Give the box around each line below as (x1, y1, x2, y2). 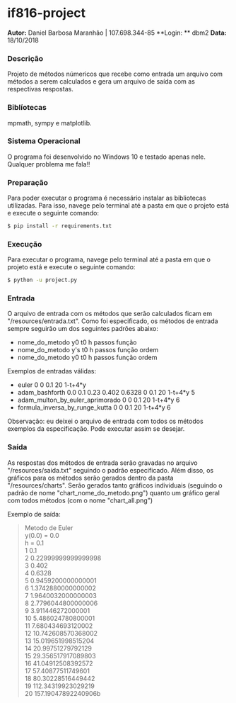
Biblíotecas (7, 103, 47, 113)
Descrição (7, 53, 44, 63)
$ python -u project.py (7, 276, 78, 284)
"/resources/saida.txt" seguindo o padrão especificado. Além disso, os (7, 466, 214, 474)
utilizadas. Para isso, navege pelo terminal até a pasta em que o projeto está (7, 201, 230, 210)
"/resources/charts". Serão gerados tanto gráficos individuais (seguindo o (7, 480, 223, 490)
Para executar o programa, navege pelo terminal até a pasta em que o (7, 255, 211, 264)
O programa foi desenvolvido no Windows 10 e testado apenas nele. (7, 152, 206, 161)
